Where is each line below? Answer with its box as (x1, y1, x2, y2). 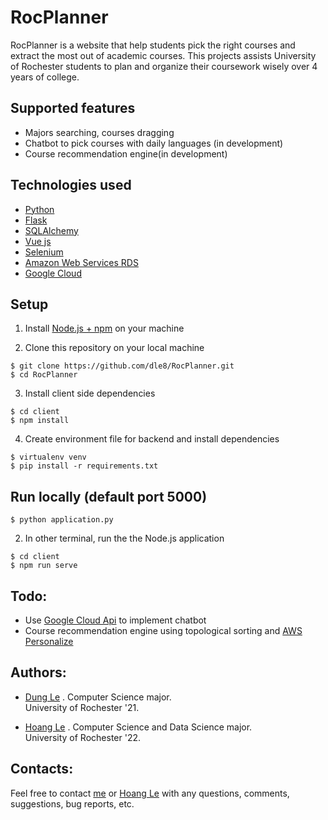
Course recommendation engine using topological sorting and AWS (24, 625, 303, 636)
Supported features (10, 100, 136, 117)
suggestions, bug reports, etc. (10, 797, 135, 810)
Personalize (24, 636, 74, 647)
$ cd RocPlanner (10, 370, 78, 380)
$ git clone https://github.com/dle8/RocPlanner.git (10, 361, 235, 371)
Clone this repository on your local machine (24, 342, 205, 354)
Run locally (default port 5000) (10, 488, 208, 505)
